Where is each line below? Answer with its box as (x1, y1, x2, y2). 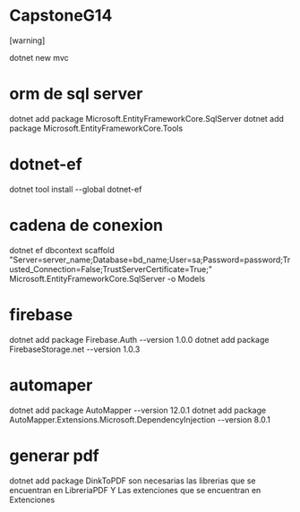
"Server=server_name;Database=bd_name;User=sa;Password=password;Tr (9, 254, 291, 265)
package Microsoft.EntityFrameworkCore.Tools (9, 123, 184, 133)
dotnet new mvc (9, 52, 69, 63)
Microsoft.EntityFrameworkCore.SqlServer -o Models (9, 273, 206, 284)
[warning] (9, 35, 46, 46)
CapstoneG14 (9, 5, 113, 26)
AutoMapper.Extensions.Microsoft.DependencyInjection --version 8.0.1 (9, 414, 271, 425)
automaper (9, 375, 93, 395)
